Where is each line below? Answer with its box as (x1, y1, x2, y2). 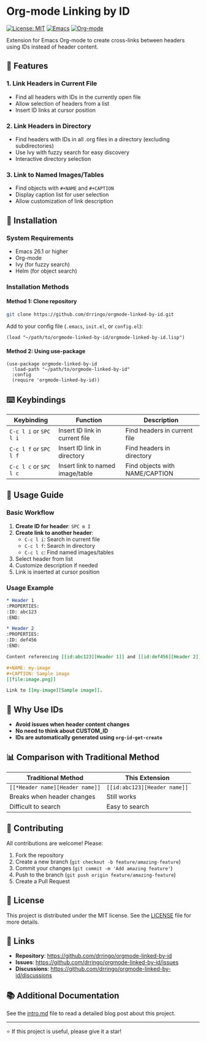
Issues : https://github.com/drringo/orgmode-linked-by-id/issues (15, 959, 179, 966)
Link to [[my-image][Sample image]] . (6, 687, 103, 693)
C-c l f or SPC (9, 444, 51, 453)
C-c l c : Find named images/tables (24, 548, 114, 556)
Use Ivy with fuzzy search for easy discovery (15, 149, 130, 156)
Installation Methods (6, 283, 69, 291)
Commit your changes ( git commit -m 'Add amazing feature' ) (15, 864, 173, 871)
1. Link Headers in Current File (6, 79, 97, 88)
